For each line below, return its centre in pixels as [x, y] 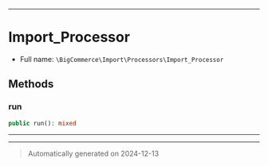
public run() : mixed [43, 123]
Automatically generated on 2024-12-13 [93, 153]
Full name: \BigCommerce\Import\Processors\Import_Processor [122, 59]
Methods [31, 84]
